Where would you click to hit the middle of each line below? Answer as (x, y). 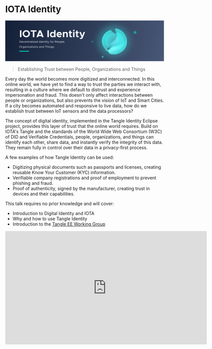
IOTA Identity (33, 9)
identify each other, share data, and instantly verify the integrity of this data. (84, 143)
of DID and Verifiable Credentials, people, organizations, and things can (80, 137)
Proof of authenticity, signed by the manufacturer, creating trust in (81, 189)
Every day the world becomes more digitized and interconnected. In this (80, 79)
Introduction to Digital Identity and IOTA (53, 214)
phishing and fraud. (33, 183)
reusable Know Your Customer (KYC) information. (64, 173)
